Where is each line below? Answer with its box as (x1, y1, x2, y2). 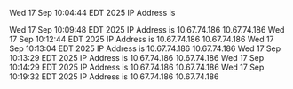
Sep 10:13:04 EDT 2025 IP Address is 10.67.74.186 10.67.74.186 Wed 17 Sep (9, 43, 281, 54)
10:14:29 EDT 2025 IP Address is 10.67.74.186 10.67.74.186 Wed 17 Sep (9, 62, 265, 72)
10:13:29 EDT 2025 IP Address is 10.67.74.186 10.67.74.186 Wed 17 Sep (9, 53, 265, 63)
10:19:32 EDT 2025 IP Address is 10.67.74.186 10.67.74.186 (9, 71, 219, 82)
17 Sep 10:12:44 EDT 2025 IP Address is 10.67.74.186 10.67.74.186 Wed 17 (9, 34, 274, 44)
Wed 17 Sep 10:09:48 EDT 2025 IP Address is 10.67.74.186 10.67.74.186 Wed (9, 25, 285, 34)
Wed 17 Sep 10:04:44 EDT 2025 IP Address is (9, 8, 176, 18)
